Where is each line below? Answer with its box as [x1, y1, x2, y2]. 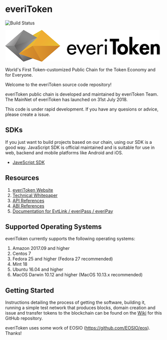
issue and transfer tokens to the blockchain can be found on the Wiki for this [5, 310, 162, 316]
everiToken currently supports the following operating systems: [5, 235, 136, 242]
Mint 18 [12, 261, 27, 267]
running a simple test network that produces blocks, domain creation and [5, 305, 156, 311]
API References [12, 198, 45, 204]
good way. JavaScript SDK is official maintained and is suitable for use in [5, 144, 155, 150]
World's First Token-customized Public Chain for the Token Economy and [5, 66, 156, 73]
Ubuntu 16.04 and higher [12, 266, 64, 272]
